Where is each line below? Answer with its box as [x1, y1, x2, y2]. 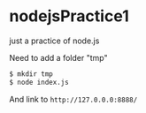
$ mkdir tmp [9, 69, 53, 79]
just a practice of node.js [9, 35, 100, 46]
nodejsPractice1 [9, 6, 130, 26]
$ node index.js [9, 78, 69, 87]
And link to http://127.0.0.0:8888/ [9, 94, 138, 104]
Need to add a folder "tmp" [9, 52, 108, 63]
